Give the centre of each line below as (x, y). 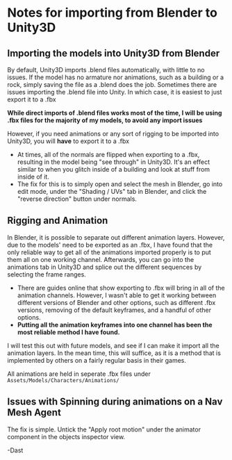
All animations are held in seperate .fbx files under (79, 374)
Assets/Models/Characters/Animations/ (63, 380)
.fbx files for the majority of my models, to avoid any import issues (105, 120)
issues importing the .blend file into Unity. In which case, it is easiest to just (115, 92)
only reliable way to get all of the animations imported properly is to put (109, 252)
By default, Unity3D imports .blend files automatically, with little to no (106, 70)
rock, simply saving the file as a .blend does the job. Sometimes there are (112, 84)
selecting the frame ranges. (47, 274)
